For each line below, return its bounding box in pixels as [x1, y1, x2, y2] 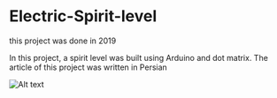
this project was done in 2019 [9, 35, 117, 46]
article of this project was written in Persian [9, 62, 168, 72]
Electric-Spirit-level [9, 6, 158, 26]
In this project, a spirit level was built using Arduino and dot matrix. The [9, 52, 268, 63]
